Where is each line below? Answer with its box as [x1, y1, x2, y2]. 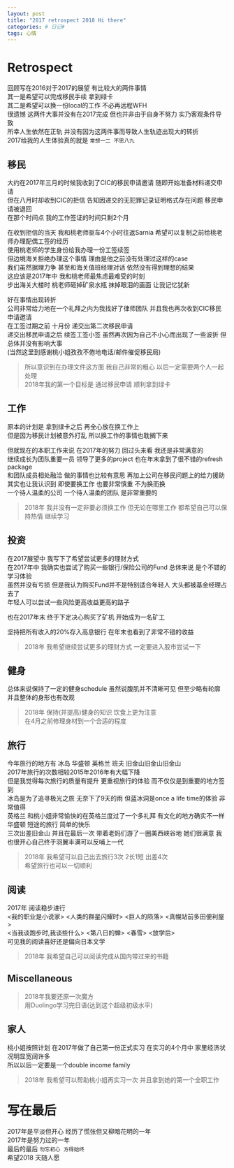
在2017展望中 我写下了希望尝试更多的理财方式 [7, 554, 139, 562]
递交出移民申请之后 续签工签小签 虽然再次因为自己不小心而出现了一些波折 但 [7, 330, 227, 339]
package [7, 462, 33, 471]
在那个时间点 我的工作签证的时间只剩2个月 [7, 214, 129, 221]
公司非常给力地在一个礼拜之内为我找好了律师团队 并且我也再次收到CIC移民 [7, 305, 222, 312]
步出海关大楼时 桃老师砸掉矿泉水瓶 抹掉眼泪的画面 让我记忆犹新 [7, 281, 190, 289]
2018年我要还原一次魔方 [24, 992, 94, 1000]
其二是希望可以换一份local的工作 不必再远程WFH [7, 101, 147, 110]
